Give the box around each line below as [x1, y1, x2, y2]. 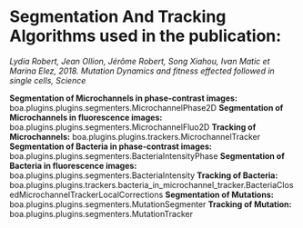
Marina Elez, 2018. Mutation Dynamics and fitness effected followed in [9, 65, 275, 76]
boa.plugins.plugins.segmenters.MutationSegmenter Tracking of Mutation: [9, 198, 292, 210]
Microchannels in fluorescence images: [9, 112, 163, 123]
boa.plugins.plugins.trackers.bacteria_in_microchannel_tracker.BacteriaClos [9, 179, 294, 190]
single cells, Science [9, 74, 86, 85]
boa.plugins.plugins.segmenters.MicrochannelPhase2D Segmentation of [9, 102, 284, 113]
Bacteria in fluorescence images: [9, 160, 137, 171]
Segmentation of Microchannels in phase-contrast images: [9, 93, 238, 104]
